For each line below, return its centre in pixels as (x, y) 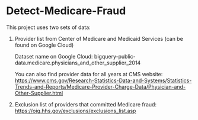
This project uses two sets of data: (48, 27)
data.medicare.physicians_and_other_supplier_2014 (78, 63)
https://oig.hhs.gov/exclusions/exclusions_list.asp (75, 111)
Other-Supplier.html (39, 93)
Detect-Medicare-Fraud (66, 11)
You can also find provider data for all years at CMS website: (89, 74)
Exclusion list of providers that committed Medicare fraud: (86, 104)
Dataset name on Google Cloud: (54, 56)
